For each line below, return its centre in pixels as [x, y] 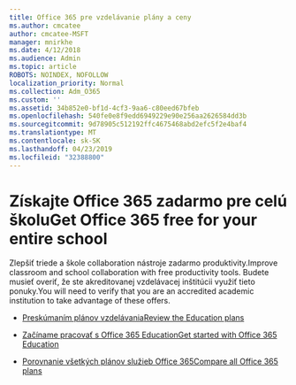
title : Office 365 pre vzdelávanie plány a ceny [100, 17]
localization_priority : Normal [67, 83]
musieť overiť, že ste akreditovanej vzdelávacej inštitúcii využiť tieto [133, 282]
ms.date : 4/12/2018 [45, 50]
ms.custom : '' [35, 100]
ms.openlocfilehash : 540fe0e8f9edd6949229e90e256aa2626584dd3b [128, 116]
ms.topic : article [43, 67]
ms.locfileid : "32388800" [57, 157]
